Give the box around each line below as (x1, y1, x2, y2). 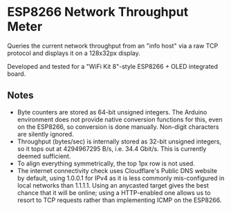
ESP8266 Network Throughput (7, 4, 189, 20)
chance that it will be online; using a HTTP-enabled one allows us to (17, 188, 211, 197)
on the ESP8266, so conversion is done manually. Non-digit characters (17, 122, 219, 131)
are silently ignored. (17, 130, 74, 138)
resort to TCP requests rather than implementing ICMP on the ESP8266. (17, 196, 222, 204)
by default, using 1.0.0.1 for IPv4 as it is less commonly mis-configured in (17, 174, 225, 182)
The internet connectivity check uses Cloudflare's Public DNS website (17, 166, 218, 174)
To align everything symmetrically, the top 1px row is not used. (17, 159, 195, 168)
